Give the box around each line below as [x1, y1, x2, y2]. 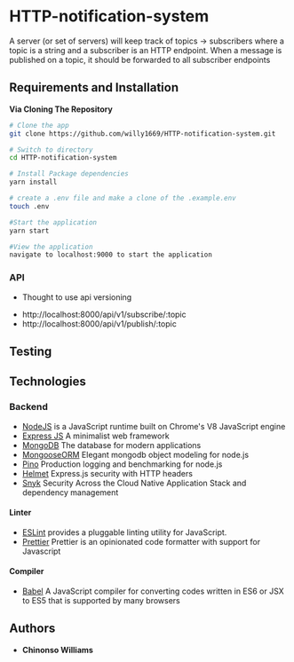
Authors [9, 621, 56, 636]
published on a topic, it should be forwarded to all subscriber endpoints [9, 54, 271, 65]
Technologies [9, 374, 87, 390]
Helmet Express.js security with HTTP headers [21, 468, 194, 478]
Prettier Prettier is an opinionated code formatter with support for [21, 536, 260, 547]
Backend [9, 401, 49, 414]
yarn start [9, 226, 50, 235]
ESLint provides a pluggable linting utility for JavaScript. [21, 526, 227, 538]
